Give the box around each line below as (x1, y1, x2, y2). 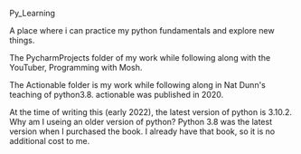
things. (9, 35, 35, 45)
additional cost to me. (9, 136, 90, 146)
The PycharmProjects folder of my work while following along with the (9, 53, 271, 63)
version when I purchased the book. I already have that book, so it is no (9, 126, 276, 137)
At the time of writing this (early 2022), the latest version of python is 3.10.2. (9, 107, 292, 117)
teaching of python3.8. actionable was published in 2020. (9, 90, 224, 100)
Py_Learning (9, 8, 56, 18)
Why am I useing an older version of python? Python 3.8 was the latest (9, 117, 273, 127)
